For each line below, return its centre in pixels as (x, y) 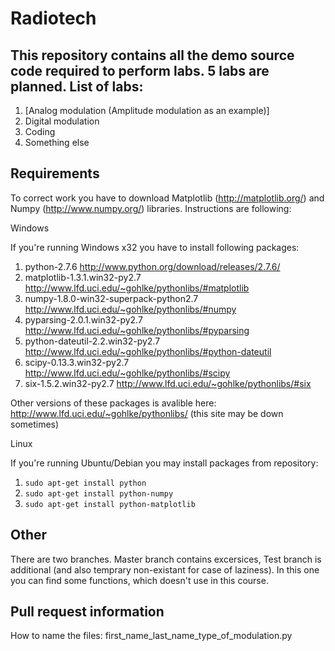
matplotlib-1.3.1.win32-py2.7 (83, 277)
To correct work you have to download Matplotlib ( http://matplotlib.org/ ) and (167, 198)
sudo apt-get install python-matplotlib (110, 504)
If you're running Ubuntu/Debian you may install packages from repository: (164, 463)
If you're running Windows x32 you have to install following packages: (155, 247)
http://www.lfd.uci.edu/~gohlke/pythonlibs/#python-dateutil (148, 351)
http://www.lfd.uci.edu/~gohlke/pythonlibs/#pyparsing (137, 330)
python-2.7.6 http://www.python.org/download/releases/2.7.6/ (152, 266)
